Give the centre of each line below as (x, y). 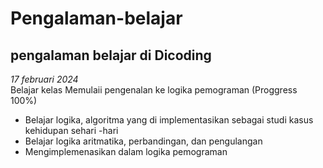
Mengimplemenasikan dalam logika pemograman (126, 151)
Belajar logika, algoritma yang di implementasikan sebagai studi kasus (169, 120)
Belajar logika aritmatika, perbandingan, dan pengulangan (143, 141)
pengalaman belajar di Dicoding (111, 55)
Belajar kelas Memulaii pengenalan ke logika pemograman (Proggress (154, 90)
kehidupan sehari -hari (71, 130)
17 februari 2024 (44, 79)
